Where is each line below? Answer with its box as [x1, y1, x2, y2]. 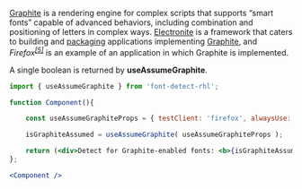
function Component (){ [9, 98, 94, 107]
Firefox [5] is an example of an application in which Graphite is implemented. [9, 46, 289, 57]
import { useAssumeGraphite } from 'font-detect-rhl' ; [9, 82, 219, 90]
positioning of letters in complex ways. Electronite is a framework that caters [9, 27, 293, 37]
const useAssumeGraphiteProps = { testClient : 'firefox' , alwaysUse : [25, 114, 292, 124]
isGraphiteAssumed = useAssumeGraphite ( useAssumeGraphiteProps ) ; [25, 130, 283, 140]
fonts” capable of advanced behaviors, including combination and [9, 17, 253, 28]
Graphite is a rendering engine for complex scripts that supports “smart [9, 8, 274, 18]
